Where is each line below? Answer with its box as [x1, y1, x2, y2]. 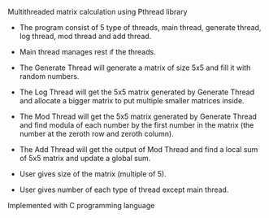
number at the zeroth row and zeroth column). [19, 129, 174, 138]
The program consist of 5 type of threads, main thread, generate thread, [19, 23, 262, 32]
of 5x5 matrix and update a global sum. [19, 154, 151, 163]
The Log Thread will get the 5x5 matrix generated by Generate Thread [19, 87, 255, 97]
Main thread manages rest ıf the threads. [19, 47, 156, 56]
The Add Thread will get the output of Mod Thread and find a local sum [19, 145, 258, 154]
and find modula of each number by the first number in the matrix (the [19, 120, 254, 129]
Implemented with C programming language [7, 201, 155, 210]
